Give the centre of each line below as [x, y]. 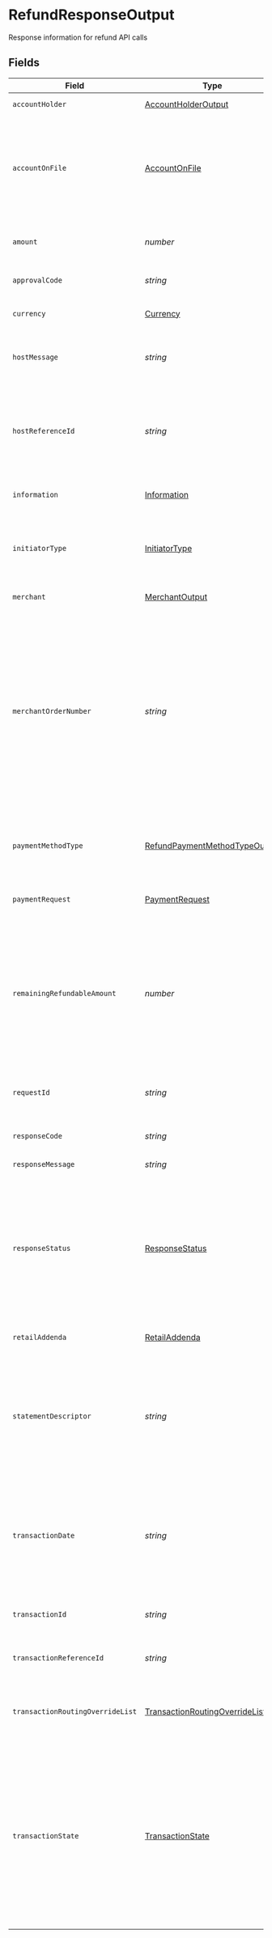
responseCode [38, 1136]
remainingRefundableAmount [64, 993]
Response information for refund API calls [78, 37]
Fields [24, 63]
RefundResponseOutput [92, 15]
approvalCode [38, 280]
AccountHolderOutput [187, 104]
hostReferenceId [44, 431]
